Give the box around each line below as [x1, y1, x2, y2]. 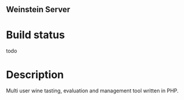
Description [6, 68, 64, 81]
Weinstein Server [6, 5, 70, 15]
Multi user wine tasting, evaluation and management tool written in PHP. [6, 87, 179, 94]
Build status [6, 28, 65, 42]
